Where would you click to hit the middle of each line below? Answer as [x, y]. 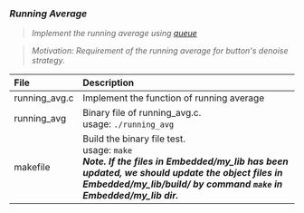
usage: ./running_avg [128, 124]
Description [108, 82]
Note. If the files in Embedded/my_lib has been [185, 161]
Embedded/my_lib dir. [131, 196]
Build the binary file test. [134, 139]
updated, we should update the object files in [183, 173]
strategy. [48, 61]
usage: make [108, 150]
